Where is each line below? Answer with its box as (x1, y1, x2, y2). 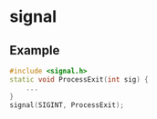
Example (9, 43, 60, 58)
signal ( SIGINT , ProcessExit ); (9, 100, 125, 110)
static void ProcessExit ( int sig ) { (9, 74, 149, 84)
